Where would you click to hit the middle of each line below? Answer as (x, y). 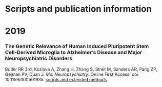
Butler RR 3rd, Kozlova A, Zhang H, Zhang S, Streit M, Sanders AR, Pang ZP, (81, 69)
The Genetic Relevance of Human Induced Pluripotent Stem (77, 46)
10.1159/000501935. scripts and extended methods (56, 79)
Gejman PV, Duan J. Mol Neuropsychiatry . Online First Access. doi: (72, 74)
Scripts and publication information (79, 9)
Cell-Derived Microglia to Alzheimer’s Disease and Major (74, 52)
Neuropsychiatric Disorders (39, 58)
